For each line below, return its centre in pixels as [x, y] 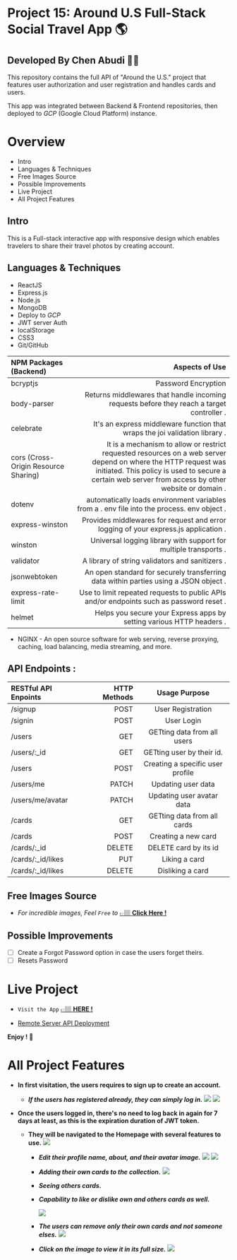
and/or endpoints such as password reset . [155, 601]
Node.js [29, 300]
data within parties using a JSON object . [159, 581]
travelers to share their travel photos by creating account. [91, 246]
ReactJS [30, 285]
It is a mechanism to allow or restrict [166, 444]
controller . [208, 412]
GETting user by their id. [183, 752]
